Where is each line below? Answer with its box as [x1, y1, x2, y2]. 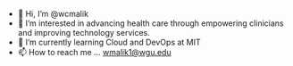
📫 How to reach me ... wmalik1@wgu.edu [17, 47, 172, 57]
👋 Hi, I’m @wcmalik [17, 9, 89, 19]
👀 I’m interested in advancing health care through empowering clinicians [17, 18, 284, 29]
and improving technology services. [17, 28, 150, 37]
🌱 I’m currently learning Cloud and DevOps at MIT [17, 37, 201, 47]
